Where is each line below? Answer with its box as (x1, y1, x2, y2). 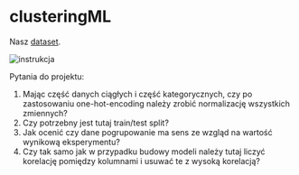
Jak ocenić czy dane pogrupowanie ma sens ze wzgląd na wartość (22, 126, 273, 137)
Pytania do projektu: (9, 70, 85, 82)
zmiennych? (22, 107, 68, 118)
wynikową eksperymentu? (22, 136, 120, 147)
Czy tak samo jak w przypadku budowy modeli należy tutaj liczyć (22, 146, 266, 157)
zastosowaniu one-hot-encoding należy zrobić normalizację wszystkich (22, 97, 291, 109)
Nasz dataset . (9, 36, 61, 47)
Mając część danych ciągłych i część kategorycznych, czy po (22, 88, 253, 99)
